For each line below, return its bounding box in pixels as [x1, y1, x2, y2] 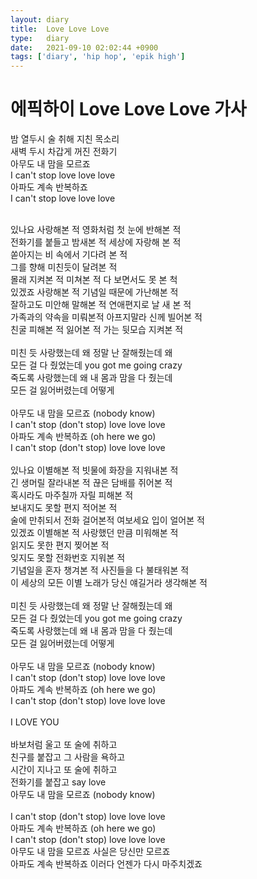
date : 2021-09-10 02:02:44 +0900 [10, 42, 159, 53]
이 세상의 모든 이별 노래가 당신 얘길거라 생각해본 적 [10, 577, 208, 589]
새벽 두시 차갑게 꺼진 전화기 [10, 146, 118, 158]
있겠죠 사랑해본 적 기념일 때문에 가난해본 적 [10, 286, 179, 298]
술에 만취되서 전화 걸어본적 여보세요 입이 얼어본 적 [10, 514, 205, 526]
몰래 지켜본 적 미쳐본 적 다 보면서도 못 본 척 [10, 274, 178, 286]
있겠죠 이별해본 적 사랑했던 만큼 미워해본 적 [10, 527, 179, 539]
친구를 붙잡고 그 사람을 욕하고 [10, 751, 126, 763]
